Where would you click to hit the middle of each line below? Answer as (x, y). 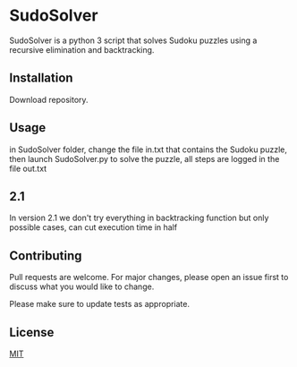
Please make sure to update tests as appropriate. (100, 304)
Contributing (46, 256)
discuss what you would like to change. (82, 286)
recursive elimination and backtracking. (82, 49)
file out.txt (28, 168)
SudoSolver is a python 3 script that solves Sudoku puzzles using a (133, 40)
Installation (41, 78)
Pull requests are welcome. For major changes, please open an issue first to (149, 277)
